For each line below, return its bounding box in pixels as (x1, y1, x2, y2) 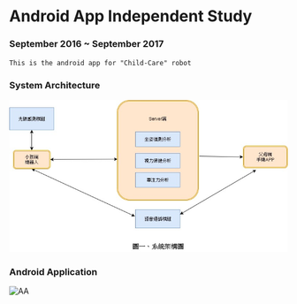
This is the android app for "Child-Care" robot (9, 59, 192, 68)
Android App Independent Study (9, 6, 253, 27)
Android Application (9, 265, 98, 277)
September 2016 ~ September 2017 (9, 38, 164, 50)
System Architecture (9, 80, 101, 92)
